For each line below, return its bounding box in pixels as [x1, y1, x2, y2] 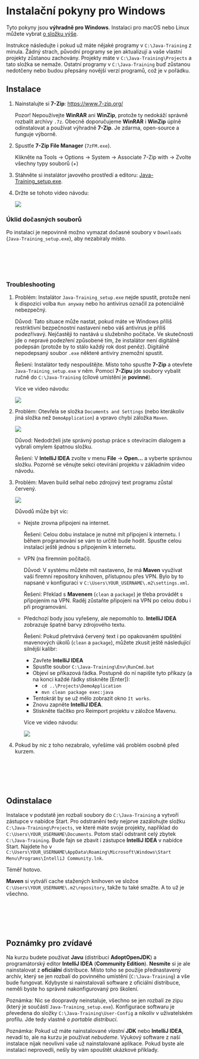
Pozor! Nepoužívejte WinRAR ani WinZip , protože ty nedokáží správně [14, 111, 188, 118]
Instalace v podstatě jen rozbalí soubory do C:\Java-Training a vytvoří [6, 812, 179, 819]
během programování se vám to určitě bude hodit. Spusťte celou [23, 537, 182, 545]
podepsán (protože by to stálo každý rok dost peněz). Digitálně [14, 343, 169, 350]
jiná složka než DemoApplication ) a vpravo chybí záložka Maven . [14, 414, 169, 422]
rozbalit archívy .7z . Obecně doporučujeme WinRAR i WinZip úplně [14, 118, 181, 125]
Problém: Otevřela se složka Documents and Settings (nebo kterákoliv [14, 408, 185, 415]
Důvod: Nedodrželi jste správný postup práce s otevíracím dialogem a [14, 437, 186, 444]
